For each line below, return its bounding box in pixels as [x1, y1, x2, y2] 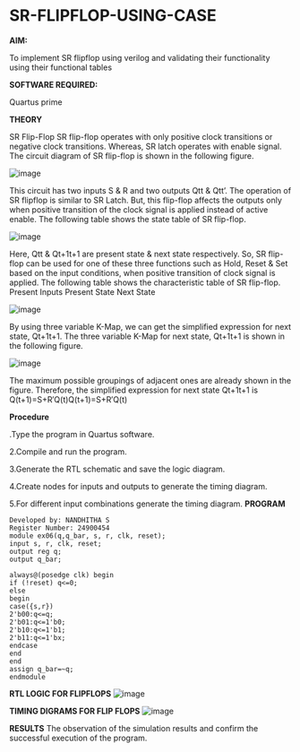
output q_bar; [9, 555, 63, 564]
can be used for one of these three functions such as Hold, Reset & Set [25, 257, 288, 269]
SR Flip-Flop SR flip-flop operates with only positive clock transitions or [9, 131, 273, 142]
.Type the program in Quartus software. [9, 428, 155, 439]
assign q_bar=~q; [9, 664, 74, 673]
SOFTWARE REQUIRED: [9, 79, 99, 90]
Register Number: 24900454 [9, 523, 110, 532]
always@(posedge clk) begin [9, 570, 115, 579]
